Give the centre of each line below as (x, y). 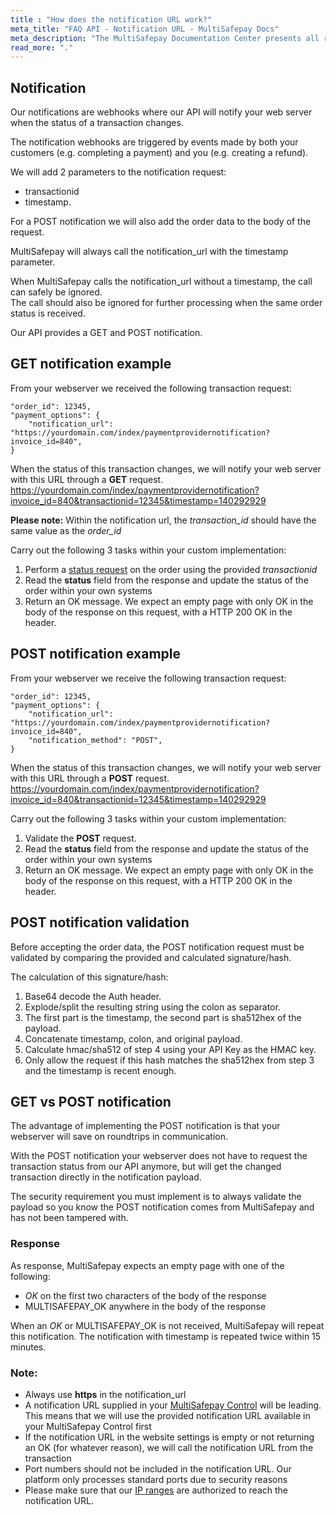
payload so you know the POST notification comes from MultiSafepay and (162, 1207)
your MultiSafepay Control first (88, 1426)
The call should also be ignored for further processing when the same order (166, 303)
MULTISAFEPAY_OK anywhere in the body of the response (145, 1306)
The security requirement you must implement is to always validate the (156, 1197)
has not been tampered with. (69, 1218)
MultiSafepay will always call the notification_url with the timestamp (149, 252)
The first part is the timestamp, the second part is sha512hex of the (163, 1017)
